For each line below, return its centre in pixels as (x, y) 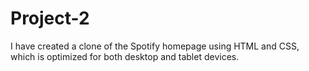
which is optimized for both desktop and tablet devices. (125, 56)
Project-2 (50, 18)
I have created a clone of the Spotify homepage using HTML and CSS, (155, 46)
